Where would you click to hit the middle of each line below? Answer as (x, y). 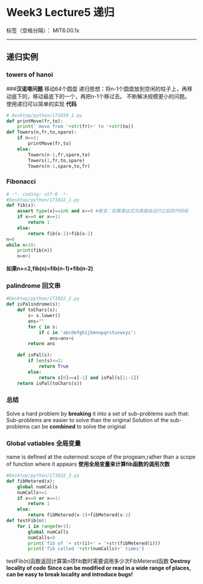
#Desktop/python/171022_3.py (43, 476)
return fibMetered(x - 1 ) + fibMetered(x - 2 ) (79, 515)
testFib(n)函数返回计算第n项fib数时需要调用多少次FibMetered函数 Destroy (98, 561)
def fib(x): (21, 206)
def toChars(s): (38, 310)
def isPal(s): (35, 355)
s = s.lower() (44, 316)
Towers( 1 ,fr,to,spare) (56, 160)
